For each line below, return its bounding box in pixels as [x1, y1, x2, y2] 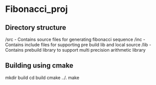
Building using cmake [5, 61, 74, 70]
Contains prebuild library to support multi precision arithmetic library [5, 47, 146, 53]
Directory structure [5, 23, 66, 32]
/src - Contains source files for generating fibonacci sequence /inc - [5, 36, 146, 42]
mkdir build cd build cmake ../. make [5, 75, 80, 81]
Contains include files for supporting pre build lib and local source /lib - [5, 42, 152, 48]
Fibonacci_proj [5, 3, 68, 15]
